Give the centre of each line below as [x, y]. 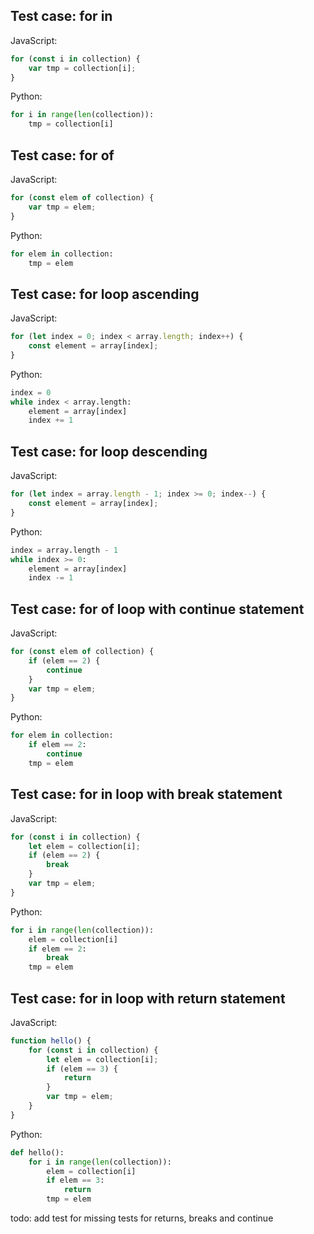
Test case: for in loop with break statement [146, 794]
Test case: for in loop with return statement [148, 998]
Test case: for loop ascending [105, 294]
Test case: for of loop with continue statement [157, 609]
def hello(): [37, 1152]
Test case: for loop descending [109, 451]
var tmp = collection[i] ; [82, 68]
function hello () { [51, 1040]
